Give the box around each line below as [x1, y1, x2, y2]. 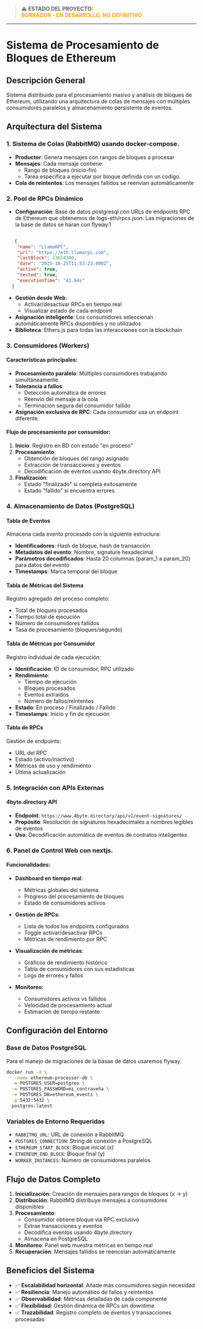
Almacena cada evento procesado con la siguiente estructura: [6, 530, 161, 538]
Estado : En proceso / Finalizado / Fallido [14, 704, 116, 711]
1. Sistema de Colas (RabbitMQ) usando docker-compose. [6, 140, 179, 148]
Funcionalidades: [6, 861, 51, 868]
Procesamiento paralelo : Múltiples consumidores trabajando [14, 369, 167, 377]
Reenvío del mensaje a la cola [24, 395, 98, 403]
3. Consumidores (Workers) [6, 341, 89, 349]
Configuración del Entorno [6, 1025, 108, 1036]
